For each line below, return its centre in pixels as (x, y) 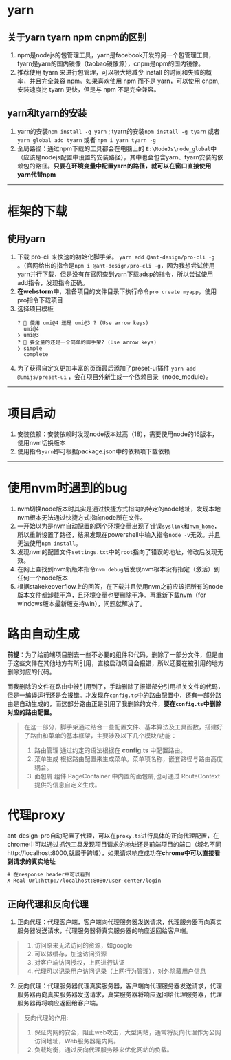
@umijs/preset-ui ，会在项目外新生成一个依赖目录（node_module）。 (114, 376)
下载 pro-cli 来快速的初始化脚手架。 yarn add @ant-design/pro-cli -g (116, 257)
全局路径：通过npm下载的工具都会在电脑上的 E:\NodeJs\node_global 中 (117, 148)
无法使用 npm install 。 (49, 543)
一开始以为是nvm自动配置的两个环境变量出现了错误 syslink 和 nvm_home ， (119, 526)
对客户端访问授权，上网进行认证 (79, 963)
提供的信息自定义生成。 (67, 785)
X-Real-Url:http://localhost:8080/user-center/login (84, 881)
